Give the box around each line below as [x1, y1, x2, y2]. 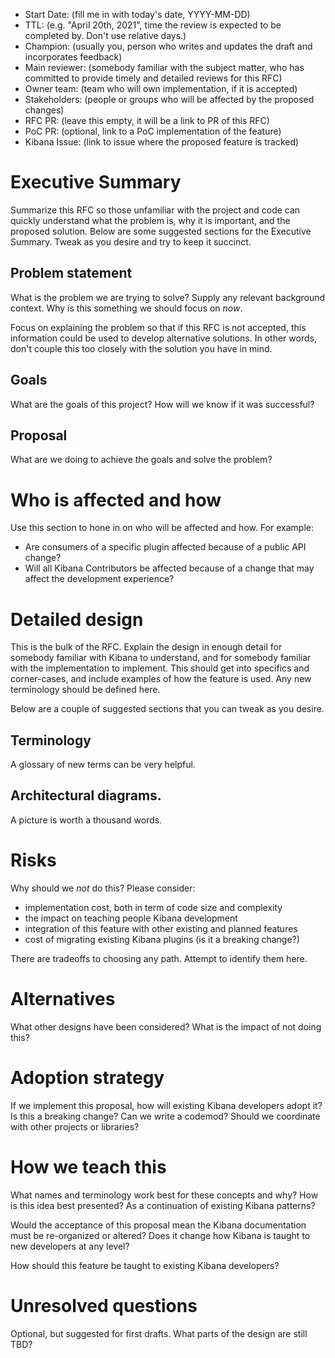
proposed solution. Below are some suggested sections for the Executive [10, 225, 312, 237]
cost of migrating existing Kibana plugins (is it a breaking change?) [24, 933, 300, 945]
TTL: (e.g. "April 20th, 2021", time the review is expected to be [24, 19, 282, 31]
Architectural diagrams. [10, 787, 162, 804]
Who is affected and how [10, 489, 222, 511]
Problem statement [10, 265, 133, 282]
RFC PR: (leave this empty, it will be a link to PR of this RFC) [24, 115, 270, 126]
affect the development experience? [24, 573, 175, 585]
